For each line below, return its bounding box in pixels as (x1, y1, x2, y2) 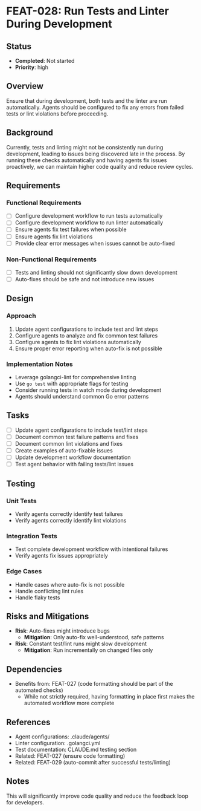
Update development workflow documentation (14, 454, 131, 461)
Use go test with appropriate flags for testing (14, 380, 129, 388)
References (6, 717, 51, 727)
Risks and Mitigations (6, 611, 89, 621)
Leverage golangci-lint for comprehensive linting (14, 374, 136, 381)
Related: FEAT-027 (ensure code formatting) (14, 752, 126, 760)
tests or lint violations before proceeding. (6, 110, 109, 117)
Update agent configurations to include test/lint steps (14, 426, 148, 434)
